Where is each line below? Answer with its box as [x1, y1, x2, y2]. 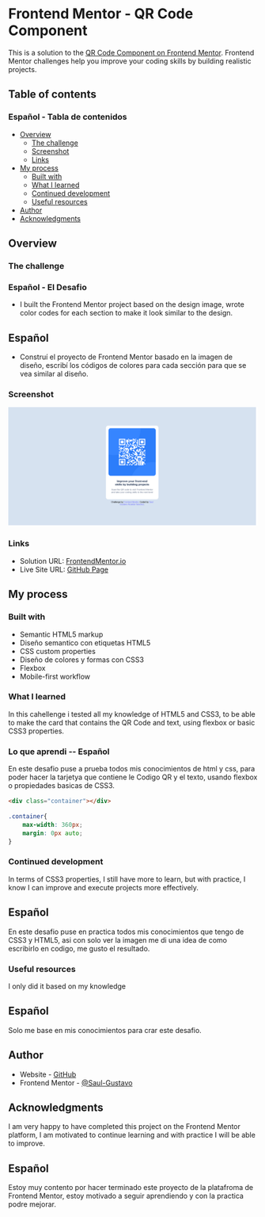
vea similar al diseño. [19, 369, 89, 379]
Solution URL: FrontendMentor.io [19, 556, 127, 565]
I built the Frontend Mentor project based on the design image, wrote [19, 300, 245, 309]
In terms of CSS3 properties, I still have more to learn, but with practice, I [8, 874, 246, 884]
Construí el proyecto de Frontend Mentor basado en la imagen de [19, 352, 233, 362]
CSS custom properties [19, 646, 97, 656]
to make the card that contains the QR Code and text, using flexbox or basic [8, 718, 256, 727]
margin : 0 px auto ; [22, 829, 83, 837]
